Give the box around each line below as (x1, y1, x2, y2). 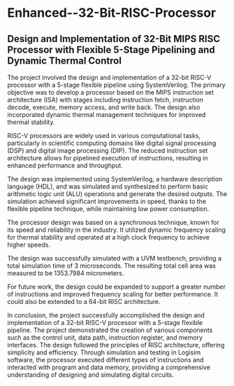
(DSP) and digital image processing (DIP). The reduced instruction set (7, 146, 208, 155)
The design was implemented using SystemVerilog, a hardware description (7, 175, 223, 183)
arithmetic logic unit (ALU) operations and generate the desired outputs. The (7, 190, 228, 198)
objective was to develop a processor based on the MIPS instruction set (7, 88, 214, 96)
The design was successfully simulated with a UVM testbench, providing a (7, 254, 222, 262)
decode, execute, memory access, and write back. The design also (7, 103, 200, 111)
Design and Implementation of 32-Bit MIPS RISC (7, 33, 221, 45)
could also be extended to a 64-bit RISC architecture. (7, 298, 161, 305)
